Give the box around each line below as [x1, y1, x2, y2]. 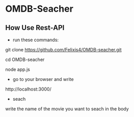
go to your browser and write [12, 76, 74, 82]
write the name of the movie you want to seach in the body [5, 106, 129, 112]
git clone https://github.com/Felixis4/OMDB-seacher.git [5, 47, 122, 52]
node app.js [5, 67, 31, 72]
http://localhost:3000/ [5, 86, 52, 92]
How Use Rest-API [5, 23, 65, 32]
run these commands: [12, 37, 59, 43]
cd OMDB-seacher [5, 56, 45, 63]
